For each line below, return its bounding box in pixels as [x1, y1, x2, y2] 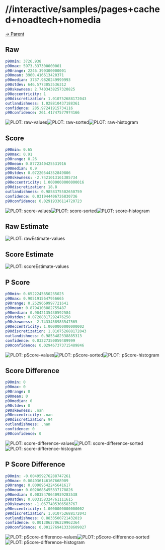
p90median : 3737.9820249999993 [5, 77, 71, 82]
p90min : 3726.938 [5, 59, 42, 64]
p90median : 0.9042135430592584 [5, 310, 71, 315]
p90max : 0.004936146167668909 [5, 478, 69, 483]
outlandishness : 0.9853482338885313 [5, 333, 82, 338]
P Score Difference [5, 460, 65, 469]
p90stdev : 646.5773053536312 [5, 82, 66, 87]
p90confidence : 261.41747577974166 [5, 110, 80, 115]
